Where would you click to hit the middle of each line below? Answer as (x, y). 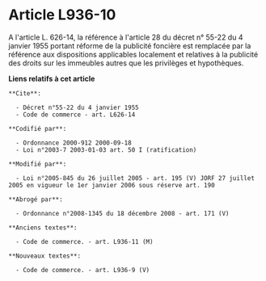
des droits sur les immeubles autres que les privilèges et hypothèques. (126, 63)
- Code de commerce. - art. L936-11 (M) (84, 241)
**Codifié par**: (38, 128)
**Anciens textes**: (43, 228)
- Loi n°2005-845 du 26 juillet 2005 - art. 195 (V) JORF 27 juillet (135, 178)
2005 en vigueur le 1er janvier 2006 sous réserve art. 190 (112, 185)
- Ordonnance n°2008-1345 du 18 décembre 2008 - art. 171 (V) (122, 213)
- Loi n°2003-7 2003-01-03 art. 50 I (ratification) (106, 150)
